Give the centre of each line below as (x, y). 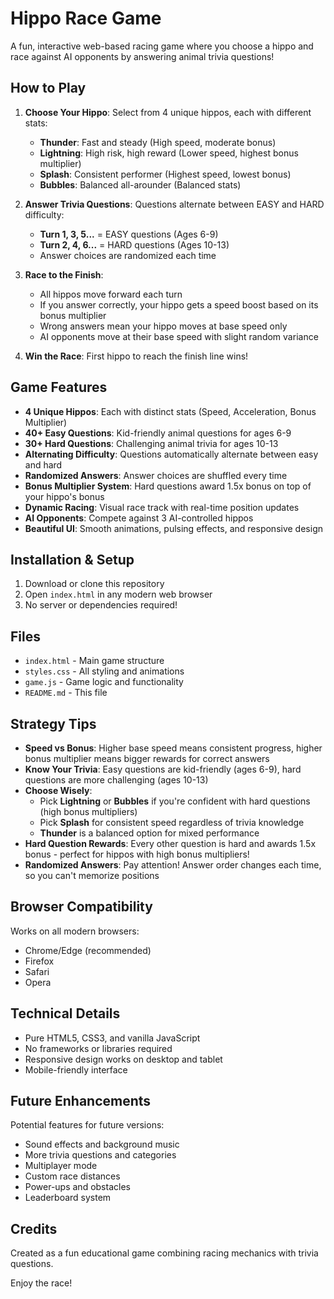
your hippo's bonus (64, 496)
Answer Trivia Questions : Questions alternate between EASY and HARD (174, 204)
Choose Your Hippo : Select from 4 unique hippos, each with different (168, 112)
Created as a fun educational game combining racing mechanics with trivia (164, 1253)
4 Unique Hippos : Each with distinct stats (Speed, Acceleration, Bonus (170, 411)
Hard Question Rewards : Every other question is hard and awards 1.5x (170, 843)
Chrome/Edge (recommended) (88, 950)
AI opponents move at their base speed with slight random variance (179, 336)
